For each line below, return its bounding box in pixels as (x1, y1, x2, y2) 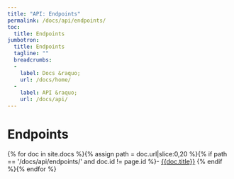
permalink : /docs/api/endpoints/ (7, 17, 106, 24)
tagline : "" (13, 50, 50, 57)
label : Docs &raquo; (20, 69, 81, 76)
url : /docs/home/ (20, 76, 72, 83)
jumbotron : (7, 37, 40, 44)
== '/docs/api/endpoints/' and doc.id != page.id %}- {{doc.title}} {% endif (7, 157, 223, 166)
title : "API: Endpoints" (7, 10, 81, 18)
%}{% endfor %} (7, 164, 57, 173)
